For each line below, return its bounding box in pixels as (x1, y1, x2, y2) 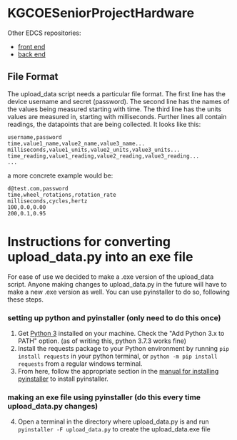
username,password (7, 133, 62, 140)
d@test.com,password (7, 185, 69, 192)
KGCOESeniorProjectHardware (7, 5, 195, 21)
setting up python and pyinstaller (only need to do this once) (7, 312, 221, 322)
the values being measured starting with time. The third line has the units (7, 105, 222, 113)
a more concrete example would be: (7, 171, 114, 180)
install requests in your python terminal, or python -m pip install (17, 352, 218, 360)
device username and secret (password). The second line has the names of (7, 97, 230, 106)
